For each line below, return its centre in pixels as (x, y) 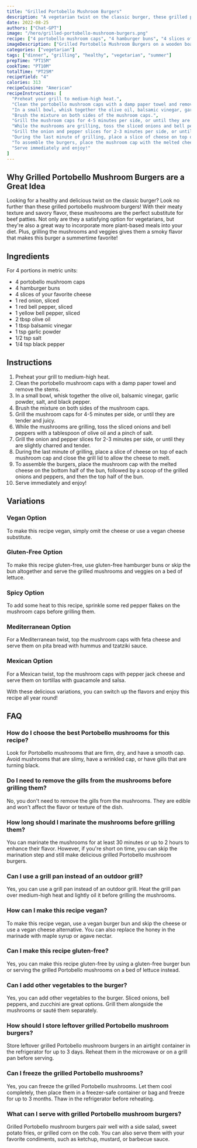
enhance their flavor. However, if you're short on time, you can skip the (92, 848)
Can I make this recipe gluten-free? (58, 951)
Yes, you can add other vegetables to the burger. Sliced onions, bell (88, 998)
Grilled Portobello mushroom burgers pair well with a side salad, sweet (92, 1127)
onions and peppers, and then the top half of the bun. (80, 477)
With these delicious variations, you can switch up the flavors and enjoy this (98, 691)
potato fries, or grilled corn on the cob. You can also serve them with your (96, 1133)
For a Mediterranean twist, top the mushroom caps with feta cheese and (94, 640)
